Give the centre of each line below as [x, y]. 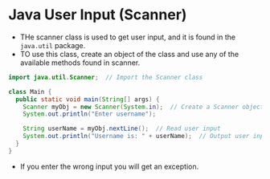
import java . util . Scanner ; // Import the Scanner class [106, 77]
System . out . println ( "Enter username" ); [90, 114]
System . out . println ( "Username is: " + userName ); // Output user [136, 136]
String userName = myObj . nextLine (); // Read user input [122, 129]
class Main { [30, 92]
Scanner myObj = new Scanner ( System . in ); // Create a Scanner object [143, 107]
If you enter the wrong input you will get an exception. [109, 166]
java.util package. [53, 45]
